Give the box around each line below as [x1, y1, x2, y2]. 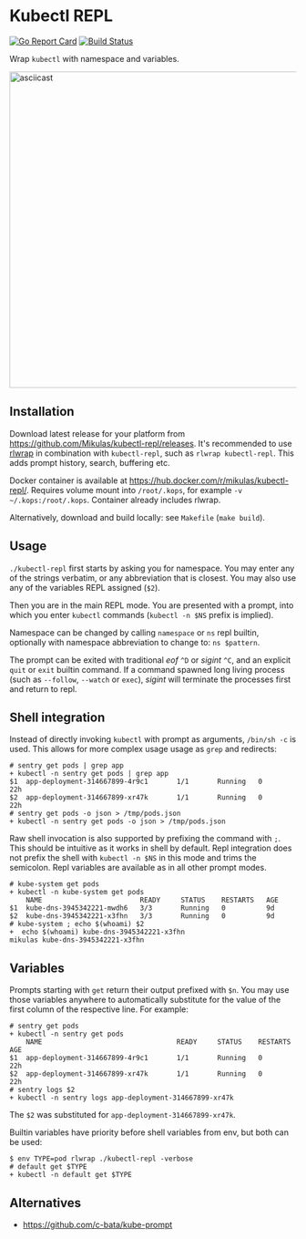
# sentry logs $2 [9, 1086, 76, 1095]
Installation [9, 404, 75, 419]
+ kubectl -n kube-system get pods [9, 888, 145, 897]
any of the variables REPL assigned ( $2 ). [9, 582, 161, 593]
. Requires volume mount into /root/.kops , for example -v [25, 484, 243, 495]
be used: [9, 1137, 43, 1148]
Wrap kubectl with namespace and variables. [9, 53, 179, 64]
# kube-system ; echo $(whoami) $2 [9, 920, 145, 929]
